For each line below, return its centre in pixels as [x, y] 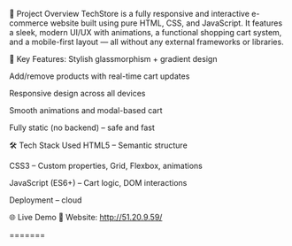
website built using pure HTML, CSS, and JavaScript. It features [166, 23]
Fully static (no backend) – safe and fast [82, 127]
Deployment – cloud [46, 200]
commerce [29, 23]
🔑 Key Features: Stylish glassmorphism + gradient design [113, 59]
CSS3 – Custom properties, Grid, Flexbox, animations [106, 165]
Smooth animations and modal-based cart [86, 110]
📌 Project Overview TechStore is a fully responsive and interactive [130, 14]
